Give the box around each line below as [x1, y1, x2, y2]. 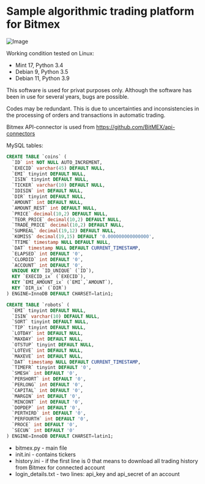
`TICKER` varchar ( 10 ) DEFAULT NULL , [12, 182, 105, 189]
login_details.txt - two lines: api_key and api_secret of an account [15, 470, 180, 477]
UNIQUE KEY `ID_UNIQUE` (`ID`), [12, 268, 95, 274]
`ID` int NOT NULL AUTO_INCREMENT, [12, 159, 103, 165]
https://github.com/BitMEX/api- [95, 123, 176, 130]
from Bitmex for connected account [15, 464, 105, 471]
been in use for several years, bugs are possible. [6, 93, 129, 100]
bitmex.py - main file [15, 444, 67, 451]
